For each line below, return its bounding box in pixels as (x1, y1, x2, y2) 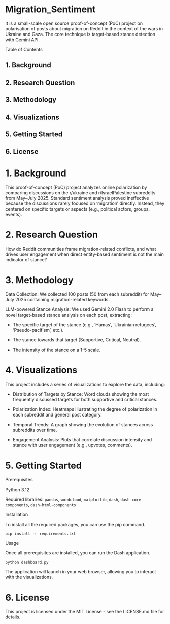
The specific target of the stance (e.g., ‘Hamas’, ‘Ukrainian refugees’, (12, 322, 156, 328)
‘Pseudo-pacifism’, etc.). (12, 327, 64, 333)
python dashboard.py (5, 560, 49, 565)
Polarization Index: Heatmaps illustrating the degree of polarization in (12, 406, 157, 412)
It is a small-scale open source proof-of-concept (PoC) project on (5, 20, 143, 26)
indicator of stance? (5, 257, 47, 263)
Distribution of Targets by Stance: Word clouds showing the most (12, 391, 149, 397)
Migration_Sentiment (5, 4, 96, 15)
